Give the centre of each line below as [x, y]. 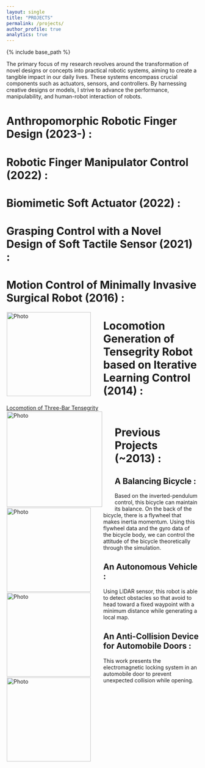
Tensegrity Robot [148, 352]
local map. [116, 617]
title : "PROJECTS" [30, 18]
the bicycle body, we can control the [149, 535]
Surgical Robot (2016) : [66, 298]
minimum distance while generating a [150, 611]
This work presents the [132, 660]
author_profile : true [34, 29]
